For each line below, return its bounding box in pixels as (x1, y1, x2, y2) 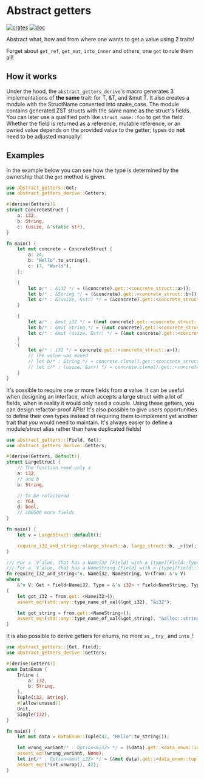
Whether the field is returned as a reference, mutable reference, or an (6, 120, 181, 127)
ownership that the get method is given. (6, 173, 106, 180)
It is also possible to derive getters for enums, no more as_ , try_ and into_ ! (6, 633, 194, 640)
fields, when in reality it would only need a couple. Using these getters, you (6, 399, 195, 407)
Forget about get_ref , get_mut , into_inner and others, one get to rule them (6, 47, 193, 55)
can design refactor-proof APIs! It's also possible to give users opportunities (6, 405, 197, 413)
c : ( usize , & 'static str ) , (17, 224, 86, 230)
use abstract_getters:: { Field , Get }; (6, 437, 102, 443)
